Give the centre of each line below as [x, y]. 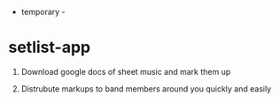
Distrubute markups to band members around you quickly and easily [146, 88]
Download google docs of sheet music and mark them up [126, 71]
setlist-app [49, 48]
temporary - [43, 12]
